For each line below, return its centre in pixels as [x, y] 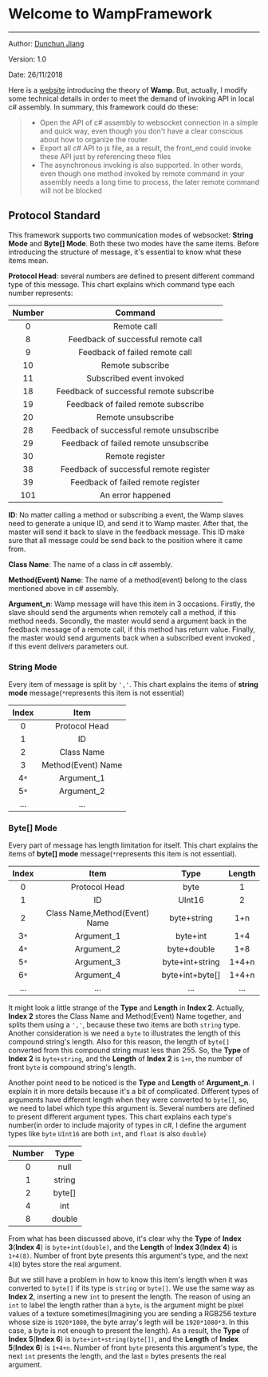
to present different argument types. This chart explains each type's [120, 1117]
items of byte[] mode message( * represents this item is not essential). [123, 854]
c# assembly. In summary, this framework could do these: [103, 107]
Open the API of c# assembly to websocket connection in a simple [149, 122]
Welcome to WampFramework [110, 14]
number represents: [41, 293]
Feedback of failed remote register [135, 482]
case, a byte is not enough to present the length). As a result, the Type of [129, 1331]
